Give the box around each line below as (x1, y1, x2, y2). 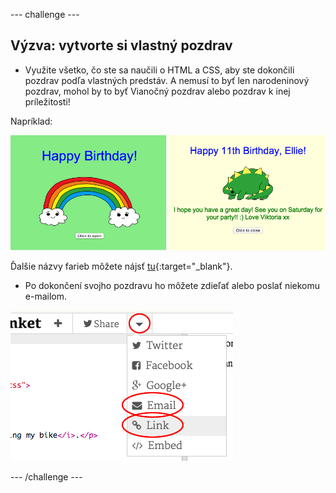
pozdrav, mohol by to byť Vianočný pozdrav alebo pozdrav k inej (24, 85, 291, 97)
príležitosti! (24, 95, 71, 108)
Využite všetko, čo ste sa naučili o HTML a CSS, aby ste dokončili (24, 64, 295, 76)
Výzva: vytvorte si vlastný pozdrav (10, 37, 233, 54)
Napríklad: (10, 115, 53, 127)
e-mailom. (24, 290, 67, 302)
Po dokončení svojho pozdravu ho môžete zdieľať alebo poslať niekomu (24, 279, 321, 291)
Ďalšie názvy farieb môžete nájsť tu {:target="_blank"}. (10, 260, 233, 272)
